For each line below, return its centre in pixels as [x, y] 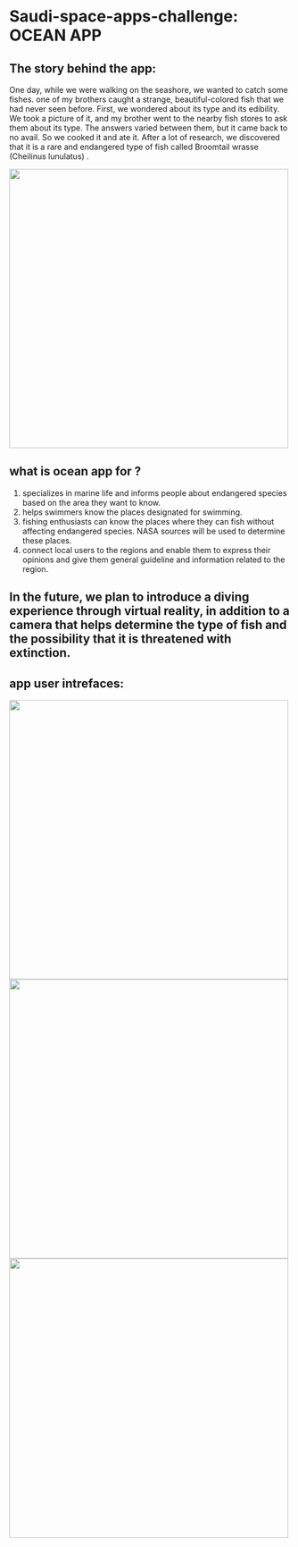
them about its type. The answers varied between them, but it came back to [149, 128]
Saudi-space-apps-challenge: [124, 17]
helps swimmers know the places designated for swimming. [132, 512]
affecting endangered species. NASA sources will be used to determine [153, 531]
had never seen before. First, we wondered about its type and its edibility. [145, 109]
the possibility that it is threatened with [120, 639]
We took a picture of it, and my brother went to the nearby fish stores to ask [149, 118]
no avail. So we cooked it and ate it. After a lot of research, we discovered [145, 137]
